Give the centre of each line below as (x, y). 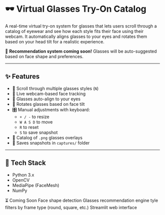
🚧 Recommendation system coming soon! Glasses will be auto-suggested (81, 51)
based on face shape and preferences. (44, 56)
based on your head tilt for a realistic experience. (55, 41)
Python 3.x (23, 175)
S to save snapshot (39, 132)
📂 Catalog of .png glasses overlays (47, 137)
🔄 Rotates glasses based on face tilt (48, 104)
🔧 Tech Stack (26, 163)
